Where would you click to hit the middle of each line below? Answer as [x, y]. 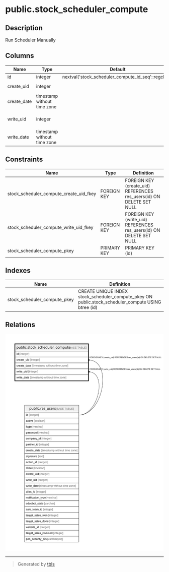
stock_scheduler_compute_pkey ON [115, 297]
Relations [20, 325]
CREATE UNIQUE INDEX [103, 291]
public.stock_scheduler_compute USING [120, 302]
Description [24, 28]
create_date [20, 101]
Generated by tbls [36, 564]
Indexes [18, 271]
